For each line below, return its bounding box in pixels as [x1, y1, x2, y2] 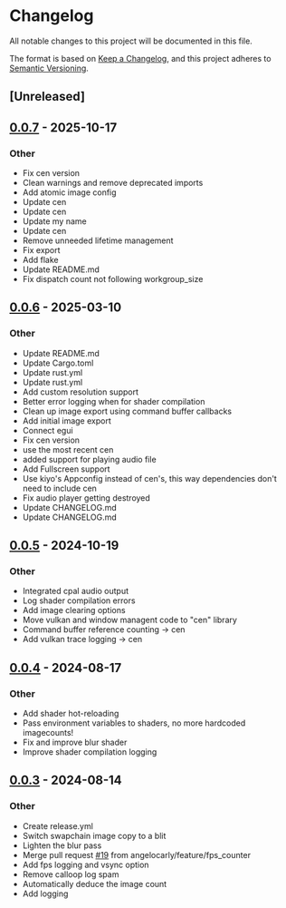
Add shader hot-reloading [22, 708, 119, 719]
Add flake [22, 255, 59, 266]
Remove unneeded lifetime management [22, 235, 174, 246]
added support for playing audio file [22, 454, 157, 464]
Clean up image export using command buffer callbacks [22, 405, 233, 416]
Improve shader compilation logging [22, 747, 157, 757]
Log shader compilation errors [22, 595, 136, 606]
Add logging [22, 888, 69, 899]
